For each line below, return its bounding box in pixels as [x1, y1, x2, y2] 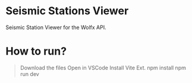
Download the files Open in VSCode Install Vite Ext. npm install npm [20, 64, 187, 71]
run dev [20, 70, 39, 78]
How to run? [5, 44, 67, 58]
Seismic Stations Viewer [5, 4, 129, 18]
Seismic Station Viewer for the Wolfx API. [5, 24, 106, 31]
